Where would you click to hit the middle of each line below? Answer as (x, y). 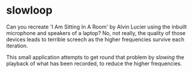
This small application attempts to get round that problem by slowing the (95, 57)
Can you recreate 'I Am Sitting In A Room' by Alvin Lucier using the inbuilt (96, 27)
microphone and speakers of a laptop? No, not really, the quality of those (96, 33)
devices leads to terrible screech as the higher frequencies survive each (95, 39)
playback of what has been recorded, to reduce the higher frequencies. (94, 64)
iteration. (17, 46)
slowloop (29, 10)
